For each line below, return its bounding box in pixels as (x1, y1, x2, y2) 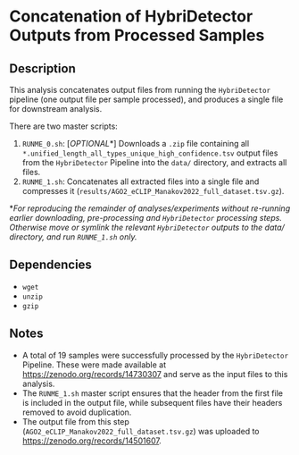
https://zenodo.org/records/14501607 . (21, 435, 162, 446)
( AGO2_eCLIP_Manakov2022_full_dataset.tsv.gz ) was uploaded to (21, 426, 260, 436)
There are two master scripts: (9, 121, 118, 131)
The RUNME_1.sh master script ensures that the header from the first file (21, 387, 284, 399)
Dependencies (9, 257, 92, 273)
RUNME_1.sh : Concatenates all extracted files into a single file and (21, 176, 260, 187)
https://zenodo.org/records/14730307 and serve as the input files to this (21, 368, 288, 379)
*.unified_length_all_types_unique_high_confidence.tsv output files (21, 147, 278, 158)
